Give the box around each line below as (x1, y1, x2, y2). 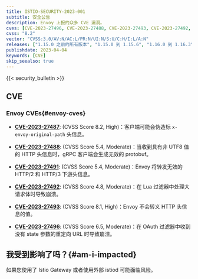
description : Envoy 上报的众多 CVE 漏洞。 (6, 20, 105, 25)
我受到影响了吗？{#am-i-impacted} (6, 249, 137, 259)
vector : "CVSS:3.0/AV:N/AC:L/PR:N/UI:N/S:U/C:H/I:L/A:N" (6, 36, 149, 42)
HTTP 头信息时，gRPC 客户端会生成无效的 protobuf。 (21, 151, 152, 158)
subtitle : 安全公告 (6, 14, 51, 20)
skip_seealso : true (6, 58, 54, 64)
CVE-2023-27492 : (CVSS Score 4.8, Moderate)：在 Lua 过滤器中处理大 (14, 183, 190, 190)
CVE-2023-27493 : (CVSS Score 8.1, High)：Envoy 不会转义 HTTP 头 (14, 203, 182, 210)
